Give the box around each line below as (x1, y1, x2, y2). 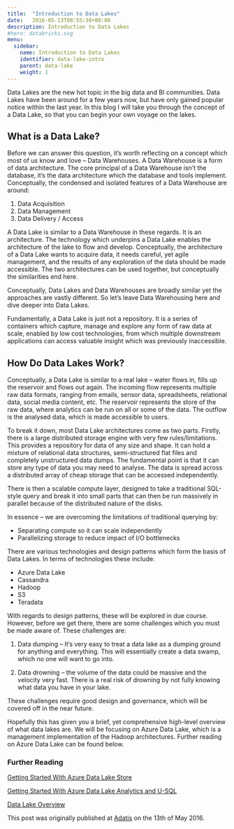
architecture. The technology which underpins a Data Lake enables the (7, 236, 212, 244)
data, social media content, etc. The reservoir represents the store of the (7, 398, 217, 406)
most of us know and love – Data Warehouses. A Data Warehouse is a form (7, 157, 223, 165)
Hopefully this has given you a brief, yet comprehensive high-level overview (7, 718, 226, 726)
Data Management (17, 207, 71, 215)
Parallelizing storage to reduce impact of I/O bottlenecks (17, 534, 180, 542)
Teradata (17, 598, 43, 607)
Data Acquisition (17, 200, 65, 208)
